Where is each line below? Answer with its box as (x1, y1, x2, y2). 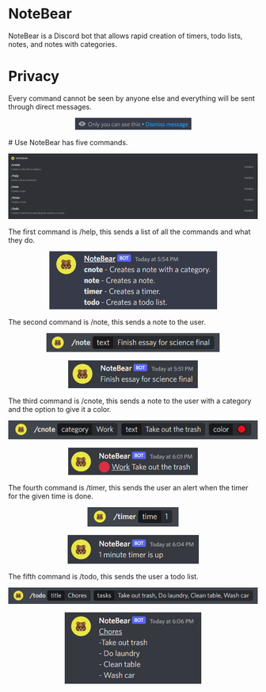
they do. (8, 235, 36, 244)
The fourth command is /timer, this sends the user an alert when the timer (8, 482, 249, 492)
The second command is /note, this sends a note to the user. (8, 317, 207, 326)
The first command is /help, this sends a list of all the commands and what (8, 227, 251, 236)
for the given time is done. (8, 491, 93, 501)
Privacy (8, 67, 59, 86)
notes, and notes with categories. (8, 39, 117, 48)
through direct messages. (8, 102, 93, 111)
